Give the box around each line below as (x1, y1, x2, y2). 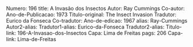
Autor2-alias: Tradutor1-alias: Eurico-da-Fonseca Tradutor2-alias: (6, 23, 165, 30)
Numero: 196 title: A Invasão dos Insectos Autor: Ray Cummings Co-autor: (6, 5, 185, 12)
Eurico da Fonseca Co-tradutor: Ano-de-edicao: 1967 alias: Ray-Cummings (6, 17, 188, 24)
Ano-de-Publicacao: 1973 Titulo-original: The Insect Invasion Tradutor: (6, 11, 177, 18)
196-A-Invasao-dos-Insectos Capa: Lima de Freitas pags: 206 (17, 30, 167, 37)
